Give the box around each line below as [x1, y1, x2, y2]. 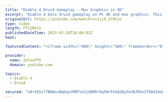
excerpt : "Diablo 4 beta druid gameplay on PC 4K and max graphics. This [5, 12, 162, 17]
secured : [5, 90, 23, 95]
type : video [5, 21, 30, 26]
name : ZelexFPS [9, 58, 41, 63]
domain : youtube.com [9, 62, 52, 67]
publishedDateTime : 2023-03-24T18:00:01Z [5, 30, 93, 35]
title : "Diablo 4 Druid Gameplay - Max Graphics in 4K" [5, 7, 124, 12]
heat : [5, 35, 16, 40]
